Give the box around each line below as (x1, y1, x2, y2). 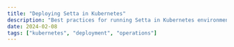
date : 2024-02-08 (7, 23, 58, 30)
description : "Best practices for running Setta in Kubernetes (7, 17, 195, 23)
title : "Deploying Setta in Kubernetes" (7, 10, 127, 17)
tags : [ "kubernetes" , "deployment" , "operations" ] (7, 29, 157, 37)
